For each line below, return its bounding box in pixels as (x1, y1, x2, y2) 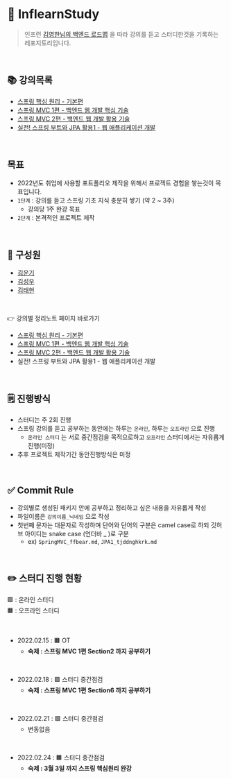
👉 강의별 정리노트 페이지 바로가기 (7, 314, 101, 323)
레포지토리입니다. (24, 38, 71, 47)
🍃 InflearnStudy (7, 6, 100, 22)
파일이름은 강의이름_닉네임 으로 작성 (17, 513, 110, 520)
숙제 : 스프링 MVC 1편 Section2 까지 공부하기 (27, 647, 151, 655)
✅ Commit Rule (7, 484, 74, 496)
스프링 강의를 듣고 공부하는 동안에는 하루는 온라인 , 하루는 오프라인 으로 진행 (17, 425, 215, 433)
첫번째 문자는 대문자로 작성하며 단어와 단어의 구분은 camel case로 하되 (17, 521, 209, 529)
